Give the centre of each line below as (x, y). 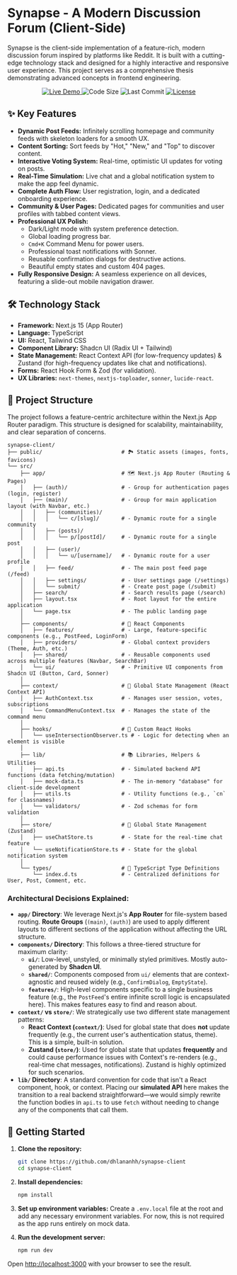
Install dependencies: (50, 1182)
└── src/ (20, 466)
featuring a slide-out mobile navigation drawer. (86, 281)
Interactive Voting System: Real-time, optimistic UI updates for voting (120, 161)
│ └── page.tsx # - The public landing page (114, 612)
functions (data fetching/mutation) (61, 776)
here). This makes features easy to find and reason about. (112, 1004)
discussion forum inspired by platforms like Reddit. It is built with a (104, 55)
